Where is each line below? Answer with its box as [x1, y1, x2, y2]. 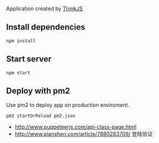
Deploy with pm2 [6, 86, 70, 96]
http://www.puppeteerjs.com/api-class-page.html [14, 123, 136, 131]
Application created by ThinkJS [6, 5, 83, 12]
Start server [6, 54, 52, 64]
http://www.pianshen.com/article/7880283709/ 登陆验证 [14, 131, 153, 138]
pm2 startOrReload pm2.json [6, 113, 76, 119]
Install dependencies [6, 22, 85, 32]
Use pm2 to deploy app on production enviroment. [6, 101, 129, 109]
